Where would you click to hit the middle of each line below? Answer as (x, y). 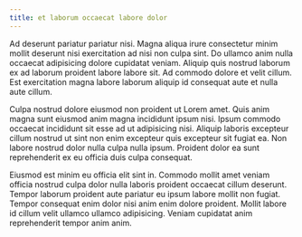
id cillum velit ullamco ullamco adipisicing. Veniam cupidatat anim (131, 213)
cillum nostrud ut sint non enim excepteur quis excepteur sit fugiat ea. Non (148, 137)
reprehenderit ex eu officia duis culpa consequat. (101, 157)
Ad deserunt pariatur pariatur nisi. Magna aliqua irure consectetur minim (144, 43)
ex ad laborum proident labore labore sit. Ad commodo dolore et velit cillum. (151, 72)
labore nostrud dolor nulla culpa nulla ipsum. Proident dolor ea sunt (135, 147)
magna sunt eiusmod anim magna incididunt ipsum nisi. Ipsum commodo (145, 118)
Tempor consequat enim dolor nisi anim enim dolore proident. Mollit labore (148, 204)
